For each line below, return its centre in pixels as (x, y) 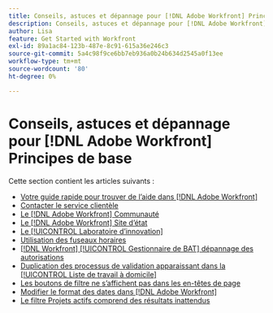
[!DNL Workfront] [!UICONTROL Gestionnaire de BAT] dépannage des (137, 248)
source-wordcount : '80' (49, 69)
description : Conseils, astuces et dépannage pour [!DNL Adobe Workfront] (138, 24)
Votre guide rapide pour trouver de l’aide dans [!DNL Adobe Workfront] (139, 197)
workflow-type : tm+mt (45, 62)
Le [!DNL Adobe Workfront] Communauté (90, 214)
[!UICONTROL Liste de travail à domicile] (88, 274)
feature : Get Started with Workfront (72, 39)
